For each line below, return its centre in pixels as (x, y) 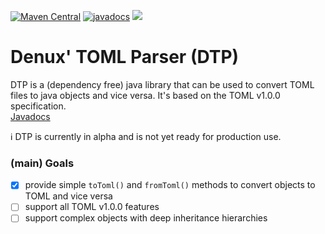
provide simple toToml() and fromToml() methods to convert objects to (170, 185)
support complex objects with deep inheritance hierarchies (146, 218)
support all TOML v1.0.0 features (92, 207)
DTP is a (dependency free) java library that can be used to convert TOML (162, 84)
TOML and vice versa (68, 196)
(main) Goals (42, 163)
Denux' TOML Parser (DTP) (125, 57)
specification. (38, 106)
